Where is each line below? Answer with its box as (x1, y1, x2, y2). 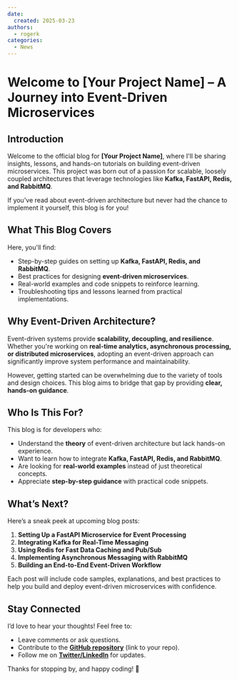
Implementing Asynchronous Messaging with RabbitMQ (17, 553, 188, 562)
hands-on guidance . (7, 386, 69, 394)
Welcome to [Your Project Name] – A (7, 74, 227, 91)
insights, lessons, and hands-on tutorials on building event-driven (7, 160, 200, 168)
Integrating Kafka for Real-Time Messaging (17, 538, 149, 547)
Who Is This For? (7, 407, 83, 419)
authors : (7, 24, 34, 31)
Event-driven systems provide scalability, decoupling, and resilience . (7, 334, 214, 343)
